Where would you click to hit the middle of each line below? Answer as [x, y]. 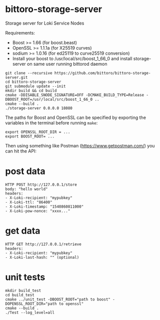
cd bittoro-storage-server [33, 82]
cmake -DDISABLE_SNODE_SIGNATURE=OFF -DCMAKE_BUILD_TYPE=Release [74, 95]
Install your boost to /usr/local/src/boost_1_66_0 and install [72, 58]
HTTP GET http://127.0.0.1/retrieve [43, 244]
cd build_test [20, 295]
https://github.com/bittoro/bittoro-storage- [102, 73]
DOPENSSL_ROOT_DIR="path [31, 304]
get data [23, 231]
